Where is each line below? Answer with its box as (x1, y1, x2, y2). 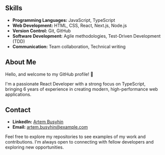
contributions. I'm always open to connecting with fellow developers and (5, 139, 154, 145)
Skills (5, 4, 22, 12)
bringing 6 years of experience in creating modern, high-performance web (5, 86, 158, 92)
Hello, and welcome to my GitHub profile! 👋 (5, 71, 93, 77)
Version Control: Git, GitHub (12, 27, 71, 34)
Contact (5, 106, 31, 114)
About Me (5, 58, 36, 67)
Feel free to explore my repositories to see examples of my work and (5, 134, 146, 140)
